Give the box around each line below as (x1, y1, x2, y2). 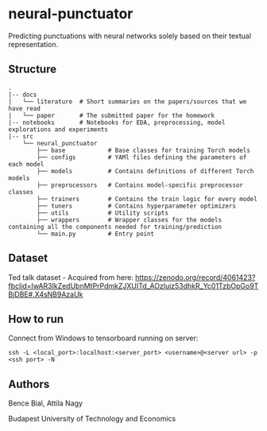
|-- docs (8, 91, 37, 99)
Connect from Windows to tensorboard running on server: (8, 333, 199, 343)
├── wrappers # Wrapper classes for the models (37, 215, 222, 223)
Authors (8, 377, 50, 390)
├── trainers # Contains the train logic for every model (37, 195, 258, 203)
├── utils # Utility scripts (37, 208, 169, 217)
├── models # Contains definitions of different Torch (37, 167, 254, 175)
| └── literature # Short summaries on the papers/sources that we (8, 97, 247, 106)
